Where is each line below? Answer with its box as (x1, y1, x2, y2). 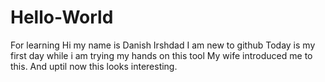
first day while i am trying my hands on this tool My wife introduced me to (10, 49, 313, 61)
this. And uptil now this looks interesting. (10, 60, 178, 72)
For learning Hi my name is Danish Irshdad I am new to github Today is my (10, 39, 316, 51)
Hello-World (10, 6, 114, 29)
